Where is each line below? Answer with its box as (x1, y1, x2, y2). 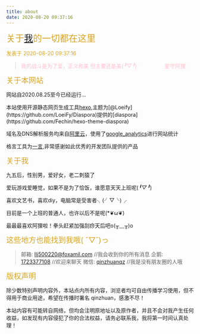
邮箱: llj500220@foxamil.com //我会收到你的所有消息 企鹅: (20, 251, 164, 258)
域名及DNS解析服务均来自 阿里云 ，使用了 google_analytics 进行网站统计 (6, 130, 179, 137)
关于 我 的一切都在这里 (6, 32, 96, 44)
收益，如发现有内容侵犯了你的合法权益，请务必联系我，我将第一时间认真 (6, 314, 183, 321)
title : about (6, 8, 39, 15)
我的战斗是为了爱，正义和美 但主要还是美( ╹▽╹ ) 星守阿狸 (20, 62, 186, 69)
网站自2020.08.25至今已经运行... (6, 90, 86, 98)
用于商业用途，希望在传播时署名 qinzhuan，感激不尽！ (11, 294, 145, 301)
